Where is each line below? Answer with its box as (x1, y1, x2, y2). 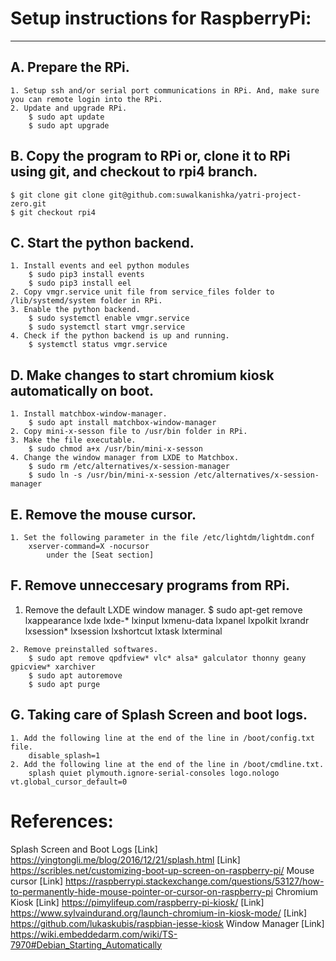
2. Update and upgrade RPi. (10, 103, 128, 113)
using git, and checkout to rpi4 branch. (10, 163, 258, 181)
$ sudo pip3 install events (28, 270, 145, 280)
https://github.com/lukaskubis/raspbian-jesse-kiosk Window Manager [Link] (10, 917, 325, 929)
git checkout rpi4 (19, 207, 97, 217)
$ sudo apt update (28, 112, 105, 122)
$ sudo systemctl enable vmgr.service (28, 313, 190, 324)
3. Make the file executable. (10, 435, 137, 446)
